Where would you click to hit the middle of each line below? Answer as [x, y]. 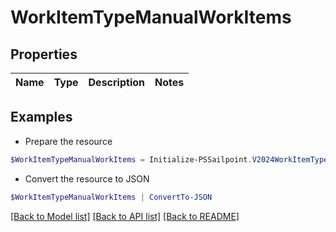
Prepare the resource [68, 141]
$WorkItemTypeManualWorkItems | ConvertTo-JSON [111, 197]
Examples [41, 117]
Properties [44, 54]
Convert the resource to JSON [87, 178]
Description [116, 82]
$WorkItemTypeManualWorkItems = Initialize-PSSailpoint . [131, 159]
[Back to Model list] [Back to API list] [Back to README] [125, 216]
